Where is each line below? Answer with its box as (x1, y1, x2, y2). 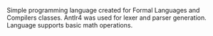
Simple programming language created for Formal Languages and (6, 6, 200, 14)
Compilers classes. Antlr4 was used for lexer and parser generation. (6, 13, 207, 22)
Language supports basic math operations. (6, 21, 133, 29)
